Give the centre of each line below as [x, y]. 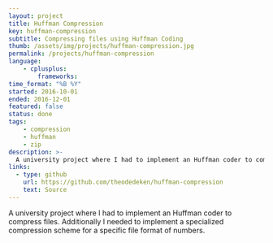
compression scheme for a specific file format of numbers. [107, 230]
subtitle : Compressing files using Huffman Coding [96, 39]
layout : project [36, 16]
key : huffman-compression [52, 31]
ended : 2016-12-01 [39, 99]
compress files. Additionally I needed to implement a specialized [116, 221]
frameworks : [58, 76]
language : [25, 62]
